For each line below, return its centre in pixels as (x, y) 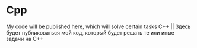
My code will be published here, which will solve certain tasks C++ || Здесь (99, 26)
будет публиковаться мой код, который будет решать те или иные (90, 32)
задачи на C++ (25, 39)
